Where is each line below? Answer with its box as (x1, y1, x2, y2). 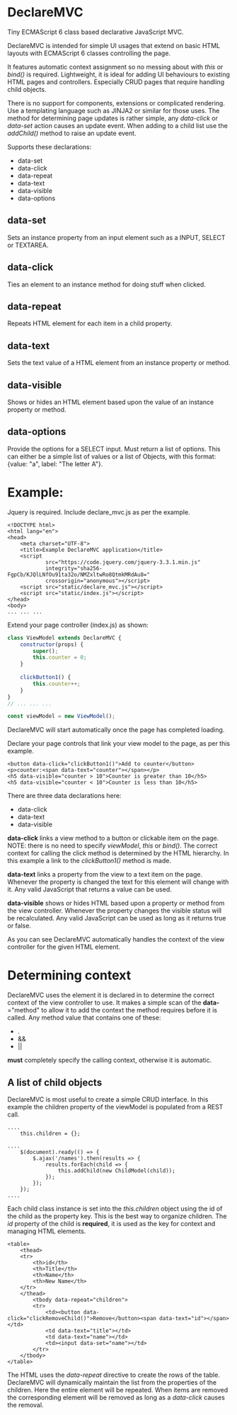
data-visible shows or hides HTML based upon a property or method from (7, 899, 225, 908)
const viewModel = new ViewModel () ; (7, 712, 115, 720)
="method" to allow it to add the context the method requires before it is (7, 1006, 218, 1015)
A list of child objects (7, 1076, 103, 1088)
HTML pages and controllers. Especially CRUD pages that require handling (7, 77, 225, 86)
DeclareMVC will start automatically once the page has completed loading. (7, 726, 225, 734)
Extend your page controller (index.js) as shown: (7, 620, 149, 629)
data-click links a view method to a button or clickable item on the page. (7, 834, 219, 843)
